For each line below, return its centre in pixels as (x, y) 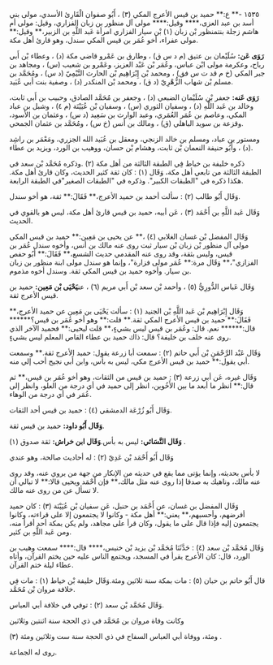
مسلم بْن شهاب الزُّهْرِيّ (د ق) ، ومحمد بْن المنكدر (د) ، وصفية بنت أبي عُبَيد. (121, 82)
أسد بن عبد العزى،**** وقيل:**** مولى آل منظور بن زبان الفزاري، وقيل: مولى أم (132, 23)
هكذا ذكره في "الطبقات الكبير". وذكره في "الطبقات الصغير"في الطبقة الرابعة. (126, 181)
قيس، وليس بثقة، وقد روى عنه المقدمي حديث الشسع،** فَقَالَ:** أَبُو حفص (121, 254)
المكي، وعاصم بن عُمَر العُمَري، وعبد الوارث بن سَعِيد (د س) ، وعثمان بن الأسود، (128, 114)
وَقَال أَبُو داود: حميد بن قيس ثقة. (57, 425)
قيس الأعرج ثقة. (34, 295)
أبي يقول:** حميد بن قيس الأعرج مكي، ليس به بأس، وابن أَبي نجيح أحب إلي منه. (130, 361)
